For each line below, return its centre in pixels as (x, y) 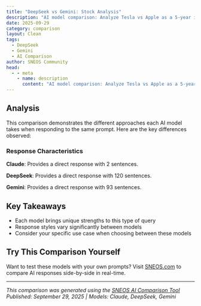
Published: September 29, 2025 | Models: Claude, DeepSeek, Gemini (91, 296)
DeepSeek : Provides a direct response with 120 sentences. (79, 176)
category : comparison (33, 28)
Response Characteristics (45, 151)
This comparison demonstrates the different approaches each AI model (94, 123)
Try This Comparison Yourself (63, 252)
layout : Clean (24, 34)
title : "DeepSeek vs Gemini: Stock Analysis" (64, 12)
